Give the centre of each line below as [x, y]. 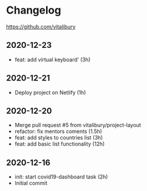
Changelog [34, 10]
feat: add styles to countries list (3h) [59, 138]
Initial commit [31, 183]
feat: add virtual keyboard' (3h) [53, 59]
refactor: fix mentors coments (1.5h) [58, 131]
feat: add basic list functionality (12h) [60, 144]
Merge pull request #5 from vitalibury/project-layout [78, 125]
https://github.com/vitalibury [41, 27]
